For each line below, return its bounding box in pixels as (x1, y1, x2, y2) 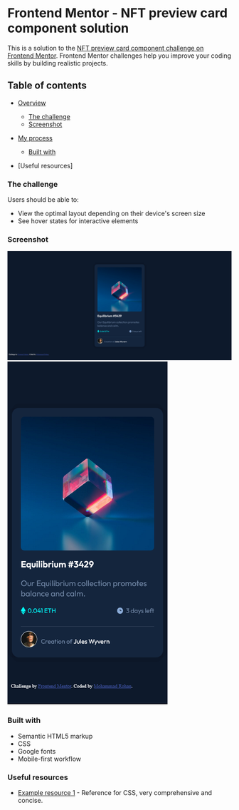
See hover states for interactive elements (17, 217, 139, 225)
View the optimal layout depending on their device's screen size (17, 209, 206, 218)
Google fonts (17, 747, 56, 755)
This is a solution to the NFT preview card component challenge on (7, 43, 204, 52)
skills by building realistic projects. (7, 58, 108, 67)
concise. (17, 796, 43, 805)
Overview (17, 98, 46, 107)
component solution (7, 20, 129, 36)
